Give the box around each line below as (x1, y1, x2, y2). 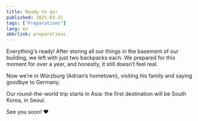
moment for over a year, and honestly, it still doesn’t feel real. (6, 61, 158, 68)
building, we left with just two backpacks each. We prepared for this (6, 54, 176, 61)
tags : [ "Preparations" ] (6, 20, 66, 26)
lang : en (6, 25, 28, 32)
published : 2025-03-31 (6, 14, 63, 20)
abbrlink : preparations (6, 31, 66, 37)
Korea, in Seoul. (6, 97, 46, 104)
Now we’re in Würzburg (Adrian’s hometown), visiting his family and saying (6, 72, 193, 79)
